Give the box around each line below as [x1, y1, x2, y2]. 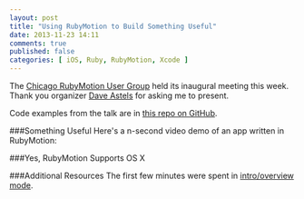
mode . [9, 180, 34, 191]
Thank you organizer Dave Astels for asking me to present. [9, 90, 230, 101]
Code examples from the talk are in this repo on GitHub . [9, 108, 218, 118]
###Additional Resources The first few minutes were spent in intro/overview [9, 170, 295, 181]
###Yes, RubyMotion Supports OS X [9, 153, 145, 164]
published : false [9, 47, 75, 56]
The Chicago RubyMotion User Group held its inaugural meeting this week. [9, 81, 289, 91]
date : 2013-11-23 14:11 [9, 30, 100, 39]
